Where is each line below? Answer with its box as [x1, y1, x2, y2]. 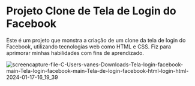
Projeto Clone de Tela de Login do [6, 4, 177, 18]
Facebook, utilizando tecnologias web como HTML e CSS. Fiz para [6, 43, 172, 50]
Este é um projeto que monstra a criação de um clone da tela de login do [6, 36, 186, 44]
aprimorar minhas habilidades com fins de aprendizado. [6, 49, 144, 56]
